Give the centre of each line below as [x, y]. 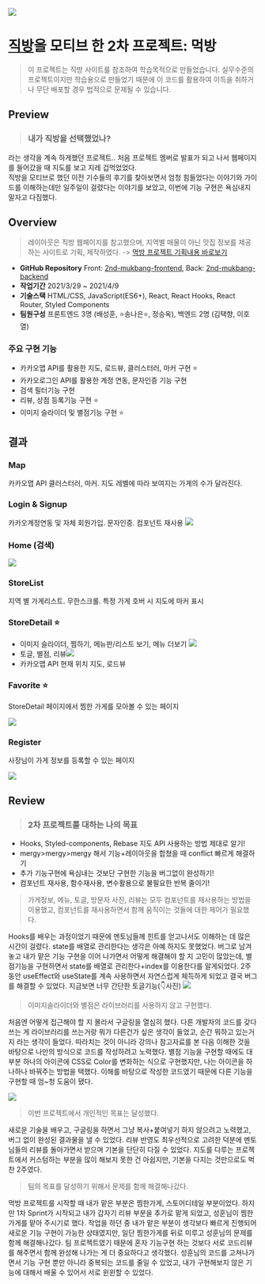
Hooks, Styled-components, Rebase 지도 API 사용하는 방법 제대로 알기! [132, 843]
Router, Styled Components [64, 305]
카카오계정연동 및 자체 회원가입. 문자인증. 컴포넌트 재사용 [96, 522]
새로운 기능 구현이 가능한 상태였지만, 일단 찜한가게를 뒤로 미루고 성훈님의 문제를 [131, 1233]
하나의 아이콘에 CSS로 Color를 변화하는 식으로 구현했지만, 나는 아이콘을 [133, 1062]
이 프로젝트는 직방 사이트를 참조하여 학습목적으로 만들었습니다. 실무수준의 [141, 69]
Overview [33, 223]
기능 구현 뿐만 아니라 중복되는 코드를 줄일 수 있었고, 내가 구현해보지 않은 [133, 1262]
